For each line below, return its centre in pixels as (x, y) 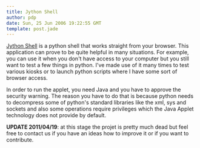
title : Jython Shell (32, 12)
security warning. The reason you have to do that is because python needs (100, 96)
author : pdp (21, 18)
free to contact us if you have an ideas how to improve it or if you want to (98, 134)
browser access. (27, 78)
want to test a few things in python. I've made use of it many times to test (98, 65)
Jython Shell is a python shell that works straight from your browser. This (98, 46)
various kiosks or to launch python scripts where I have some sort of (92, 72)
